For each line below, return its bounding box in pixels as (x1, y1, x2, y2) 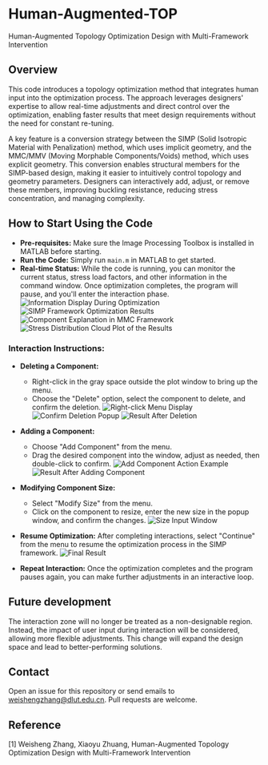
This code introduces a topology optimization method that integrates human (8, 84, 258, 94)
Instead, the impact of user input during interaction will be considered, (8, 625, 240, 634)
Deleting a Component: (19, 361, 99, 371)
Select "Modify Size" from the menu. (31, 498, 154, 508)
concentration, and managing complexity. (8, 193, 146, 203)
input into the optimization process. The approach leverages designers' (8, 93, 244, 103)
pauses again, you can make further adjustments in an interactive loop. (19, 572, 254, 582)
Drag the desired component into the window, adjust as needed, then (31, 450, 260, 460)
